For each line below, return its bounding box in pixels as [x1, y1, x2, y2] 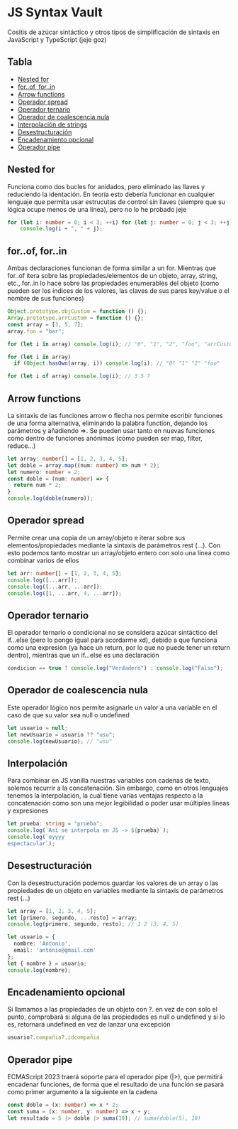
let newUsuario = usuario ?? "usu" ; [7, 731, 115, 738]
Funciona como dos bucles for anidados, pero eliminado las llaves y [7, 182, 205, 191]
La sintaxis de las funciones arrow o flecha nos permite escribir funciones [7, 411, 223, 419]
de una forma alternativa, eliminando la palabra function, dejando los [7, 419, 208, 427]
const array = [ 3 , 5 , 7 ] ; [7, 321, 84, 328]
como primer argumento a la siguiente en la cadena [7, 1088, 158, 1096]
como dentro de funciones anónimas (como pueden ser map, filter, [7, 434, 203, 442]
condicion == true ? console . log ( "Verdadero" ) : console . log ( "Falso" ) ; [7, 665, 224, 672]
